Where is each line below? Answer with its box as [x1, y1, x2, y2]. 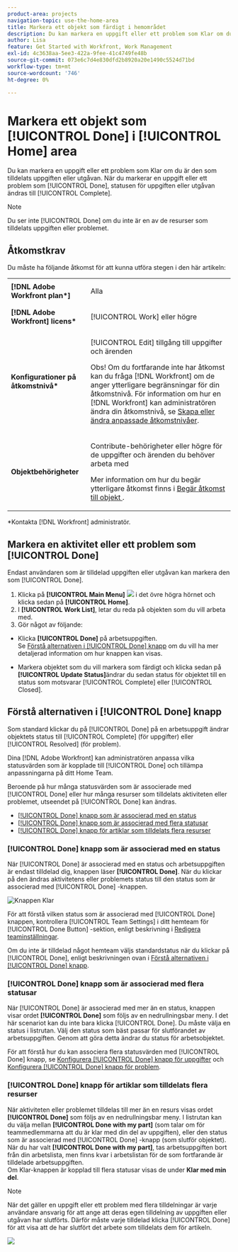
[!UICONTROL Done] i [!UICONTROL [7, 128, 222, 144]
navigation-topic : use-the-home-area [7, 17, 119, 24]
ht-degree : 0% [7, 76, 50, 84]
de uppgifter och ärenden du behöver [90, 450, 215, 460]
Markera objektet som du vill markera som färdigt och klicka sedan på [17, 663, 222, 671]
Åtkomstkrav [7, 244, 66, 256]
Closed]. [17, 685, 43, 694]
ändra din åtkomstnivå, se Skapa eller [90, 406, 215, 416]
